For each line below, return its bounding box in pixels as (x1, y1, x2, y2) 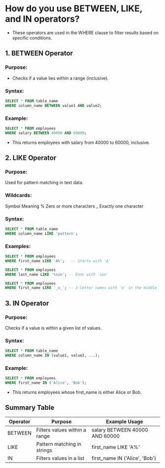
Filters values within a (36, 426, 86, 433)
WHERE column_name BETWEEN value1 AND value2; (5, 103, 102, 108)
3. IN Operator (5, 299, 49, 308)
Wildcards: (5, 192, 32, 199)
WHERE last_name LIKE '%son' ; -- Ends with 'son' (5, 272, 109, 277)
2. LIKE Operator (5, 154, 56, 162)
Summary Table (5, 404, 55, 412)
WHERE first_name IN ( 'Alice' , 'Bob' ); (5, 380, 87, 385)
